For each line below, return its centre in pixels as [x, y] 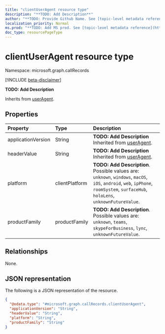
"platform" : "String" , [33, 318]
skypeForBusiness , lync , [120, 228]
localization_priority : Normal [37, 23]
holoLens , [104, 195]
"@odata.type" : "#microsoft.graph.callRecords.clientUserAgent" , [78, 304]
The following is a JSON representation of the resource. [61, 291]
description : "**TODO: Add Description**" [49, 14]
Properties [22, 114]
